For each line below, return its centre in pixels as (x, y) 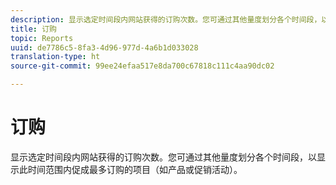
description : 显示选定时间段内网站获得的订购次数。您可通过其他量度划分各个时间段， (166, 19)
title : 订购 (33, 29)
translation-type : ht (55, 57)
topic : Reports (42, 38)
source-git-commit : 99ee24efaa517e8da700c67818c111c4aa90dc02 (142, 66)
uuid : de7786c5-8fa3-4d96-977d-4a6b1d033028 (104, 47)
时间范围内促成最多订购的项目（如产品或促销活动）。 (135, 169)
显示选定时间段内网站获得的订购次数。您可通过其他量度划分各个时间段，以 (163, 157)
